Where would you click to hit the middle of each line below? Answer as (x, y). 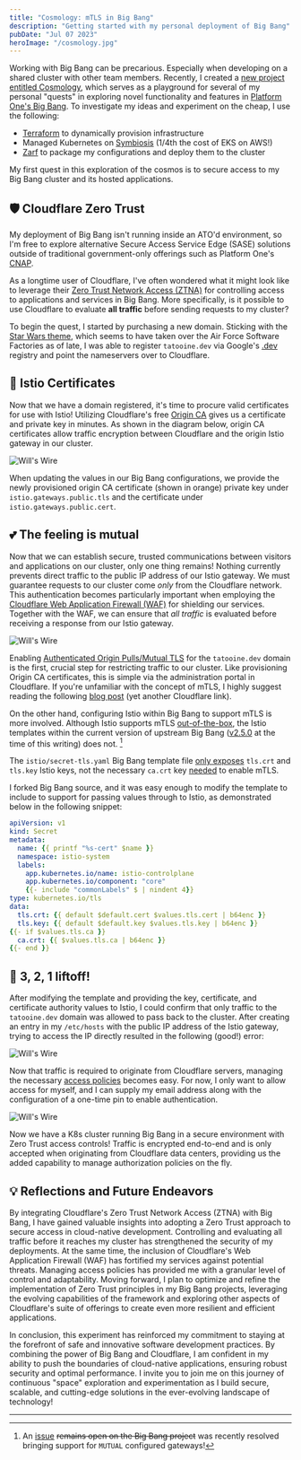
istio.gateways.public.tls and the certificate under (106, 497)
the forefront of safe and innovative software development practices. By (142, 1344)
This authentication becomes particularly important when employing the (142, 594)
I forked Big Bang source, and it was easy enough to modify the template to (149, 788)
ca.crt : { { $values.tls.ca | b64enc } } (92, 940)
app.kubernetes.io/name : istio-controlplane (110, 873)
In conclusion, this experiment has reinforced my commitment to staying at (147, 1334)
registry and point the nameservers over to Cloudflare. (110, 355)
